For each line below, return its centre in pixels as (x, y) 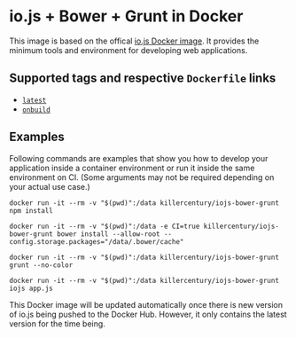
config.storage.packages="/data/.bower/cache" (97, 241)
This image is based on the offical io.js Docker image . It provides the (134, 41)
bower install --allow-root (109, 234)
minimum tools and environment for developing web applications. (129, 50)
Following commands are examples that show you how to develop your (139, 158)
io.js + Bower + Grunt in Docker (126, 16)
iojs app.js (31, 288)
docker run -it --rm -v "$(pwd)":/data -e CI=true (105, 226)
